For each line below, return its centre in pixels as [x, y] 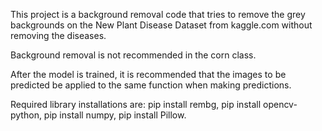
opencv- [280, 104]
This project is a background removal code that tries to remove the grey [158, 14]
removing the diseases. [58, 35]
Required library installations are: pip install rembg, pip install [136, 104]
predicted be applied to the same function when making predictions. [151, 85]
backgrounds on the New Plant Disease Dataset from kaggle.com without [161, 25]
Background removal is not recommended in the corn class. [133, 55]
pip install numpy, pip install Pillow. [115, 115]
